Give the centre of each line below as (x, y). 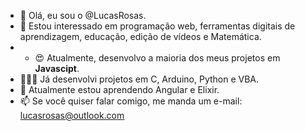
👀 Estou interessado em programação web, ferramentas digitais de (157, 26)
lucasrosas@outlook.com (72, 115)
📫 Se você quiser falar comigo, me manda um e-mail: (131, 101)
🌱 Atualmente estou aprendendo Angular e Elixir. (119, 89)
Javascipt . (57, 68)
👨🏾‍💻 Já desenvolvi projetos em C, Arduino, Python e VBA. (139, 79)
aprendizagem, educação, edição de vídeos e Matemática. (140, 36)
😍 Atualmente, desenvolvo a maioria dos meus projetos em (157, 58)
